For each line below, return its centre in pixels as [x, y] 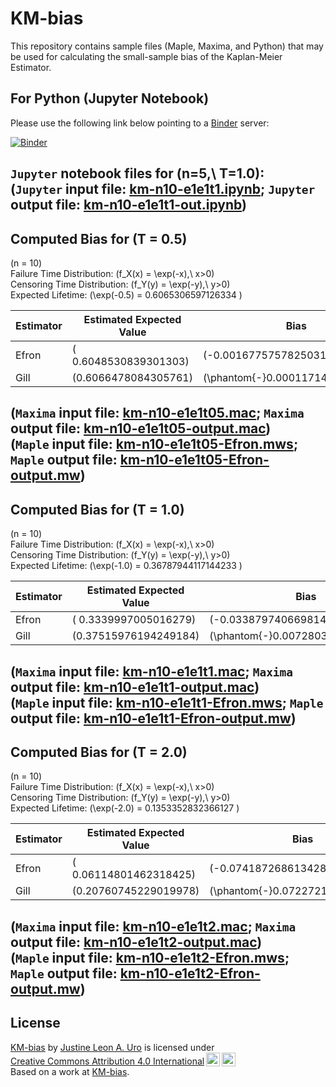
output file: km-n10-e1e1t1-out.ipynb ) [128, 205]
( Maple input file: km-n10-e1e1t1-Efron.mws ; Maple [167, 702]
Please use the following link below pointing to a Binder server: [140, 123]
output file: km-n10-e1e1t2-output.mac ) [136, 942]
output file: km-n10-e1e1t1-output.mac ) [135, 687]
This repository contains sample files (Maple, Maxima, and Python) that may [167, 46]
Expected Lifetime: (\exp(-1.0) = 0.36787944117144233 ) [126, 566]
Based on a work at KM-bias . [70, 1071]
